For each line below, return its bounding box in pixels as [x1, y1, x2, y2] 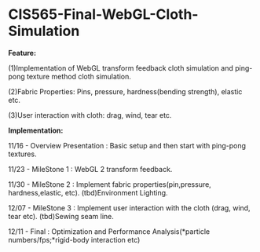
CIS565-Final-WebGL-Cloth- [8, 5, 199, 24]
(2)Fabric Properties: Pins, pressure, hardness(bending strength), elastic [8, 86, 243, 96]
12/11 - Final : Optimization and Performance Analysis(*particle [8, 226, 211, 236]
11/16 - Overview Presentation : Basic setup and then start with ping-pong [8, 141, 246, 150]
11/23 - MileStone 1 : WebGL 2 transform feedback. [8, 164, 173, 173]
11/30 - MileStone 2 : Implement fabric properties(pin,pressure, [8, 179, 212, 189]
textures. [8, 149, 37, 159]
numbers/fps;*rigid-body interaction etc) [8, 235, 141, 244]
